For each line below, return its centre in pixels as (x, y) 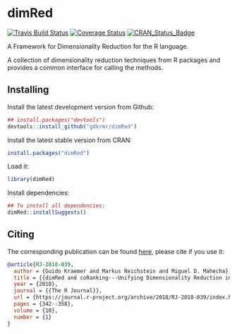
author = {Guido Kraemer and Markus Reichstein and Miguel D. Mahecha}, (123, 271)
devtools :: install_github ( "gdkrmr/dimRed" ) (72, 126)
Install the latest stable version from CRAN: (70, 140)
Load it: (18, 166)
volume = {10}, (36, 310)
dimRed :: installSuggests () (47, 213)
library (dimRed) (31, 179)
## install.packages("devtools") (56, 120)
